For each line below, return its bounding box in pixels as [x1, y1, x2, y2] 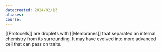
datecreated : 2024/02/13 [5, 7, 58, 13]
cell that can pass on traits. [5, 41, 62, 47]
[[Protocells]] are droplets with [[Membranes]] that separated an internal [5, 31, 156, 37]
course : [5, 17, 22, 22]
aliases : [5, 12, 24, 17]
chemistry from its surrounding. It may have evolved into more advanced [5, 36, 156, 42]
